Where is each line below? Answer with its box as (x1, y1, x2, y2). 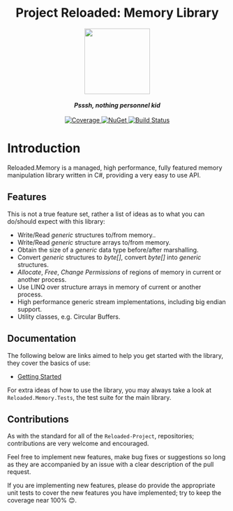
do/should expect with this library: (7, 217, 106, 225)
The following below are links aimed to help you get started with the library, (7, 351, 224, 359)
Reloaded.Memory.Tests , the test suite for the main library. (7, 393, 172, 401)
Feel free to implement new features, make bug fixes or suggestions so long (7, 453, 226, 461)
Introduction (7, 141, 81, 157)
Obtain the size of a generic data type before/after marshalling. (17, 245, 199, 254)
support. (17, 305, 43, 313)
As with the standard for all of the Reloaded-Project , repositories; (7, 432, 195, 440)
